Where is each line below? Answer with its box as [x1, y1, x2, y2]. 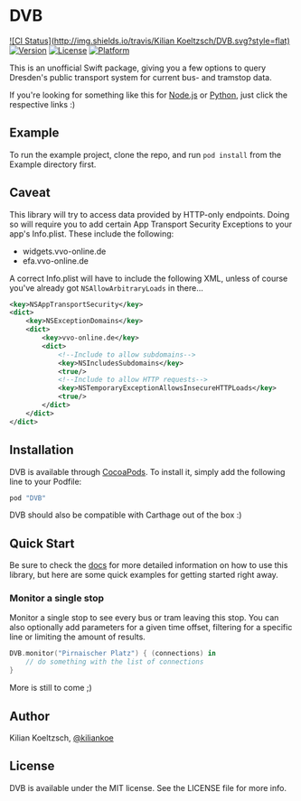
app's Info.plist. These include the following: [9, 228, 174, 239]
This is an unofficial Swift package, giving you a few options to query [9, 62, 267, 73]
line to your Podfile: [9, 476, 82, 487]
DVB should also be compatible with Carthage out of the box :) [9, 509, 242, 520]
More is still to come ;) [9, 683, 92, 694]
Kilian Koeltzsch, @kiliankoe [9, 732, 115, 743]
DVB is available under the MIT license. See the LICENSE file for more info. [9, 782, 287, 793]
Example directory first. [9, 159, 97, 170]
